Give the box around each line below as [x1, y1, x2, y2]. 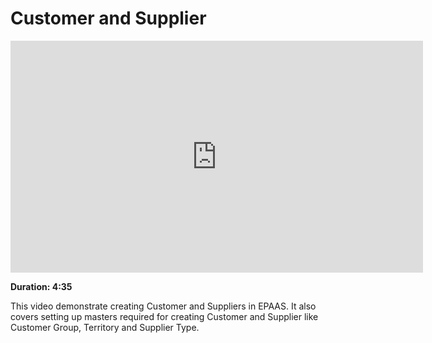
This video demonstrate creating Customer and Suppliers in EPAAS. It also [10, 300, 317, 312]
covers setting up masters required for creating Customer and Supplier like [10, 310, 319, 322]
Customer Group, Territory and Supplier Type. [10, 321, 200, 333]
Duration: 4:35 [10, 280, 73, 292]
